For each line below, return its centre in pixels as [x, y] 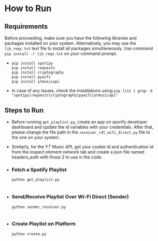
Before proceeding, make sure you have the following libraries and [71, 38]
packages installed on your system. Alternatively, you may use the [70, 43]
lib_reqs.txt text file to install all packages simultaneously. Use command [79, 48]
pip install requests [33, 68]
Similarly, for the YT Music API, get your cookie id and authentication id [82, 147]
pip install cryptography [37, 72]
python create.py [29, 234]
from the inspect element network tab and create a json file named [78, 152]
